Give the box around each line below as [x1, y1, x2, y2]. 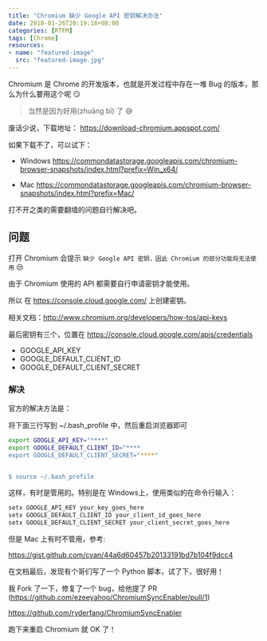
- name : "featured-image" [8, 49, 94, 57]
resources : [8, 42, 45, 49]
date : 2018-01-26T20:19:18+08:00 [8, 19, 120, 27]
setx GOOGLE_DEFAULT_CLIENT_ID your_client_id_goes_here [8, 512, 202, 520]
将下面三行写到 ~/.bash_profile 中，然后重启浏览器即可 [8, 420, 187, 429]
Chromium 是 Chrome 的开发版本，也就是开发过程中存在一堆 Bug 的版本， [8, 79, 253, 89]
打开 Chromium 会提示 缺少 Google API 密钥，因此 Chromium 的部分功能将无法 [8, 253, 251, 263]
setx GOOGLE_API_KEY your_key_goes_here [8, 504, 145, 512]
